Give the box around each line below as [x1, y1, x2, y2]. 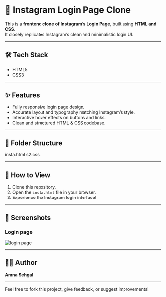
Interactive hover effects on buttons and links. [12, 114, 106, 120]
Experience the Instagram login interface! [12, 195, 97, 200]
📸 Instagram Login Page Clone [5, 4, 131, 16]
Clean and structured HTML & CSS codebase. [12, 120, 106, 126]
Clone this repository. [12, 184, 56, 190]
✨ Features [5, 91, 40, 99]
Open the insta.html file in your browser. [12, 189, 96, 195]
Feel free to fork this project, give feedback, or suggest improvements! [5, 286, 149, 292]
